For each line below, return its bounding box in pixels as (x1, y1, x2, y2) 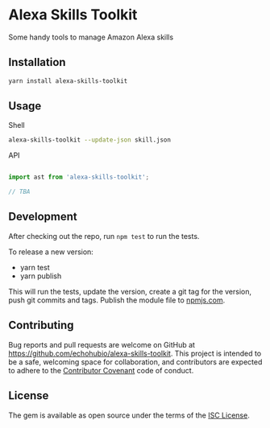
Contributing (8, 319, 74, 332)
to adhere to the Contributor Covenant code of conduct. (8, 365, 194, 375)
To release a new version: (8, 247, 94, 257)
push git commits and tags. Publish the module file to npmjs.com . (8, 295, 226, 305)
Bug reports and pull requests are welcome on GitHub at (8, 340, 196, 349)
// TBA (8, 187, 31, 196)
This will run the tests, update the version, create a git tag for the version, (8, 286, 252, 296)
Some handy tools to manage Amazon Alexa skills (8, 32, 174, 42)
